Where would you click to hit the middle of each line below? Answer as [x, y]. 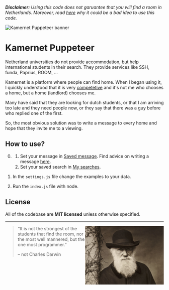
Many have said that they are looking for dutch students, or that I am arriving [84, 102]
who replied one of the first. [34, 113]
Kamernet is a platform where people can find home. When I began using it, [83, 82]
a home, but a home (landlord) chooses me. [51, 93]
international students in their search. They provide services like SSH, [77, 67]
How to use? [25, 144]
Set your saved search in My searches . [60, 167]
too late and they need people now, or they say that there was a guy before [83, 108]
